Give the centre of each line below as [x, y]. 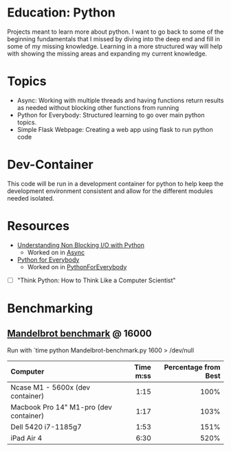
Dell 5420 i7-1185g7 [46, 427]
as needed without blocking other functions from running [98, 107]
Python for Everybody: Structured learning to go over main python [111, 115]
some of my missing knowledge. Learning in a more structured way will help [115, 46]
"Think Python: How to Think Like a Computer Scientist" [97, 280]
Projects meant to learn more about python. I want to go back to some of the [115, 32]
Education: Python [61, 13]
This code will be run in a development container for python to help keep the [115, 183]
